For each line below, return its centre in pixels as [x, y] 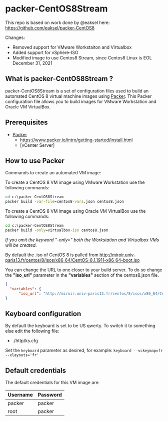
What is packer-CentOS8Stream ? [59, 79]
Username [20, 395]
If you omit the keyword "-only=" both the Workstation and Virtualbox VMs [82, 240]
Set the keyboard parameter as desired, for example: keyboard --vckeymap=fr [84, 351]
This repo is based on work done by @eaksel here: [57, 22]
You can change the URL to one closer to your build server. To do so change [84, 270]
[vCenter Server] [37, 145]
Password [50, 395]
